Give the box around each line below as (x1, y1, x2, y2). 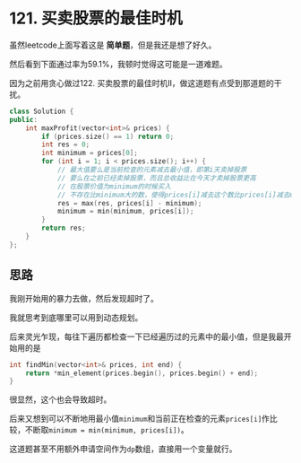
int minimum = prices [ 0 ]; (41, 149, 139, 158)
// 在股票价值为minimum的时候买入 (56, 181, 172, 191)
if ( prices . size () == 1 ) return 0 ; (41, 132, 175, 141)
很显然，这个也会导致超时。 (9, 394, 112, 405)
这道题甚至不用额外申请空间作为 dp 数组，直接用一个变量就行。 (9, 443, 237, 454)
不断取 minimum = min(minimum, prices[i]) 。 (24, 424, 190, 435)
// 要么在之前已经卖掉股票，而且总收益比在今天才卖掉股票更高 (56, 173, 257, 182)
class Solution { (9, 107, 74, 116)
